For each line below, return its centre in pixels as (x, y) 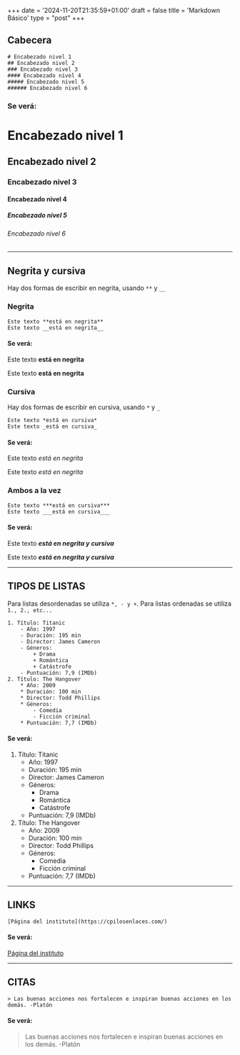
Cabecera (30, 40)
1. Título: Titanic (36, 623)
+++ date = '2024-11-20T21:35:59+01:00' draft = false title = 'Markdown (114, 10)
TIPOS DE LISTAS (46, 586)
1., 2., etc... (30, 610)
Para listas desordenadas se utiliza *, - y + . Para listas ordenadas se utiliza (120, 604)
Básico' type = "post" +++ (46, 18)
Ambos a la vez (35, 491)
